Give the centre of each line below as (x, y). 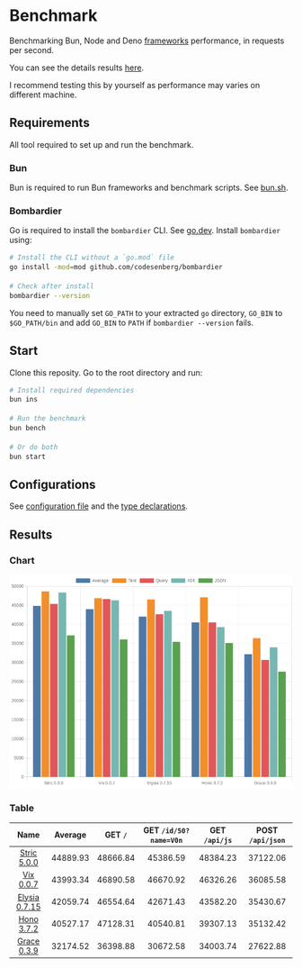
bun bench (28, 429)
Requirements (49, 123)
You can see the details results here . (77, 68)
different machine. (43, 95)
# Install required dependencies (72, 390)
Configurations (53, 484)
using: (21, 240)
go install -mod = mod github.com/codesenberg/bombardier (116, 267)
